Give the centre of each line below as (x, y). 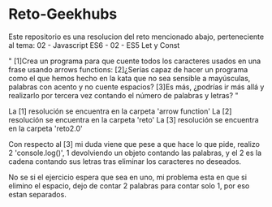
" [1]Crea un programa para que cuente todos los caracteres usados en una (135, 61)
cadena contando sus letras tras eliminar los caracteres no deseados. (125, 161)
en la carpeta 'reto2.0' (45, 128)
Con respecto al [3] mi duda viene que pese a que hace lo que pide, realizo (134, 144)
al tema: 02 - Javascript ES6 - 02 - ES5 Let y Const (94, 45)
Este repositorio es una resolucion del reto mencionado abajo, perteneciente (136, 37)
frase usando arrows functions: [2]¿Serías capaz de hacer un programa (128, 69)
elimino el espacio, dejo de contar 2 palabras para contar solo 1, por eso (129, 185)
